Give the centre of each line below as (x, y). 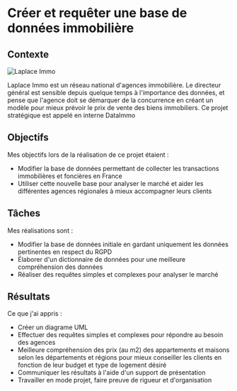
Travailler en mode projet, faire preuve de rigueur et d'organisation (115, 380)
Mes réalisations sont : (40, 230)
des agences (36, 343)
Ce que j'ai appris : (35, 314)
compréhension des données (60, 267)
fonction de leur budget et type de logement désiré (92, 365)
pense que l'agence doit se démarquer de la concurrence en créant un (110, 100)
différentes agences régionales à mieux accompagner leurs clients (115, 191)
